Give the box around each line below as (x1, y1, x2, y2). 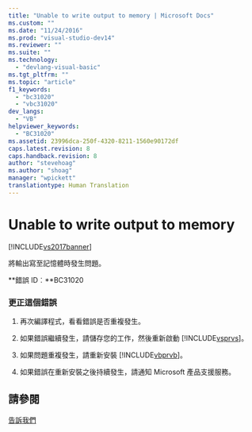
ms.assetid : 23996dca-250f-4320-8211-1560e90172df (8, 137, 179, 145)
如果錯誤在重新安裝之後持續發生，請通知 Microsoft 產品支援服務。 (19, 367, 236, 376)
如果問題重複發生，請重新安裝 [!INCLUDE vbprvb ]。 (19, 350, 188, 360)
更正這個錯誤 (8, 297, 58, 308)
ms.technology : (8, 56, 59, 64)
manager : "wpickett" (8, 174, 77, 183)
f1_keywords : (8, 85, 52, 94)
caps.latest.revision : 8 (8, 145, 90, 152)
